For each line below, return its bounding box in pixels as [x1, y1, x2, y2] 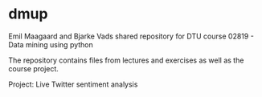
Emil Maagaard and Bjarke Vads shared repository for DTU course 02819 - [8, 31, 255, 41]
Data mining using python [8, 39, 94, 49]
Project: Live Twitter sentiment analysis [8, 79, 138, 89]
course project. [8, 63, 59, 73]
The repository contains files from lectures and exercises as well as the [8, 55, 244, 65]
